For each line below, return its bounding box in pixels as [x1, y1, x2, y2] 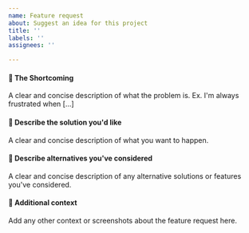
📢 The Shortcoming [8, 73, 74, 82]
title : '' [8, 26, 41, 34]
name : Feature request [8, 11, 84, 20]
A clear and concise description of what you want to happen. [8, 135, 209, 144]
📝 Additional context [8, 198, 77, 207]
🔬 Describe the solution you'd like [8, 117, 122, 127]
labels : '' [8, 34, 45, 42]
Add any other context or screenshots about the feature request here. [8, 215, 238, 225]
